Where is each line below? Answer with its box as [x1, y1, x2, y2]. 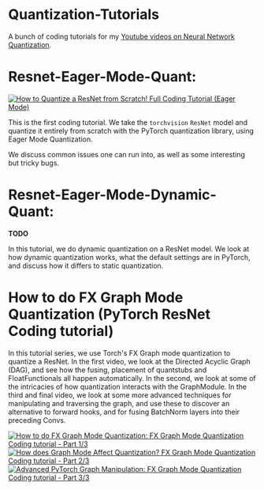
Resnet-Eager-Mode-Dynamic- [8, 186, 217, 204]
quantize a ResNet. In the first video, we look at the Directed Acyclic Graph [8, 356, 251, 366]
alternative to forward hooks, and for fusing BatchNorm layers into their [8, 407, 240, 416]
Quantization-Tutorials [8, 6, 160, 24]
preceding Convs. [8, 415, 66, 424]
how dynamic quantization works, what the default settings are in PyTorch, [8, 252, 251, 262]
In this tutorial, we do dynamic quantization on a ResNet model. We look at [8, 243, 250, 254]
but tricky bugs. [8, 158, 60, 168]
